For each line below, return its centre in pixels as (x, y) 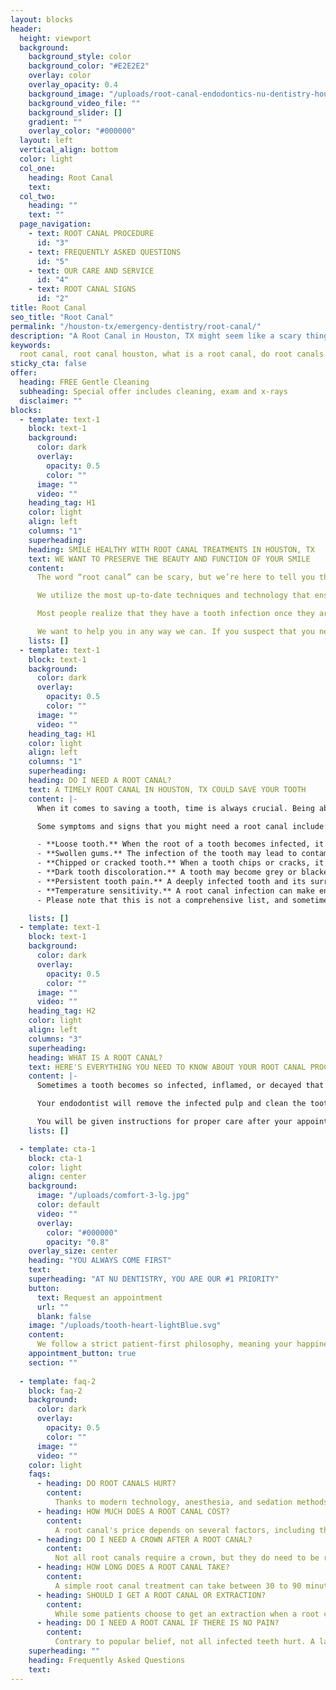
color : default (68, 1205)
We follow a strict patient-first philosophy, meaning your (164, 1344)
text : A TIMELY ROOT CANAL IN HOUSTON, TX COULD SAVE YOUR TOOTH (167, 789)
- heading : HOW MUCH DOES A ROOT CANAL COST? (133, 1511)
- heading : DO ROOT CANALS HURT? (106, 1484)
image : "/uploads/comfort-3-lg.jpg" (113, 1196)
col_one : (37, 168)
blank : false (64, 1316)
